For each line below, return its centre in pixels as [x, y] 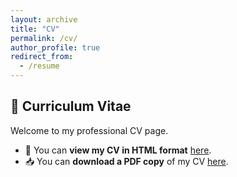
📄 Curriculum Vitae [71, 106]
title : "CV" [35, 29]
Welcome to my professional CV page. [89, 130]
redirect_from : [42, 57]
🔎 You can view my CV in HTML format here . [118, 150]
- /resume [39, 66]
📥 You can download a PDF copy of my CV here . [126, 161]
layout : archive [44, 19]
